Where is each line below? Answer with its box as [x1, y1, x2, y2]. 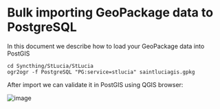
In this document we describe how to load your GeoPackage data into [7, 42, 205, 50]
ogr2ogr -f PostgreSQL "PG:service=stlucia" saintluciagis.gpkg [7, 69, 195, 75]
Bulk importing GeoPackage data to [7, 5, 214, 21]
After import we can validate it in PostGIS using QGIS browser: [7, 80, 184, 88]
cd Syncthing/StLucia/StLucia [7, 62, 94, 69]
